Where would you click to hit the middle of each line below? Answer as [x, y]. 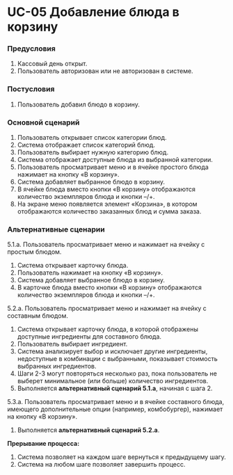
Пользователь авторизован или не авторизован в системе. [105, 71]
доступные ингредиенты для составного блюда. [89, 337]
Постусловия [31, 89]
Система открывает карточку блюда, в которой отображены [108, 329]
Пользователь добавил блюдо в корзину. [79, 104]
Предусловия [31, 49]
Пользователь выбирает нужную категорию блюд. [93, 152]
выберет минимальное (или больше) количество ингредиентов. [113, 381]
